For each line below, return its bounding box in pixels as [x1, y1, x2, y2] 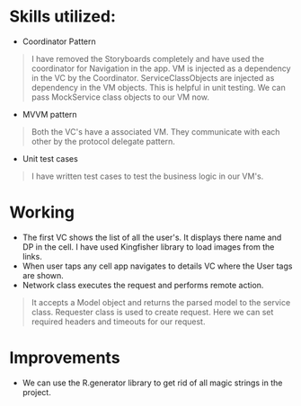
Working [9, 202, 75, 223]
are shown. [22, 269, 65, 280]
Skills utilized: [9, 6, 117, 27]
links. [22, 251, 42, 261]
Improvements [9, 348, 120, 368]
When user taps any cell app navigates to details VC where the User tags [22, 260, 293, 271]
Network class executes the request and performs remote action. [22, 279, 264, 290]
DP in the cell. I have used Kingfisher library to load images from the [22, 241, 275, 252]
